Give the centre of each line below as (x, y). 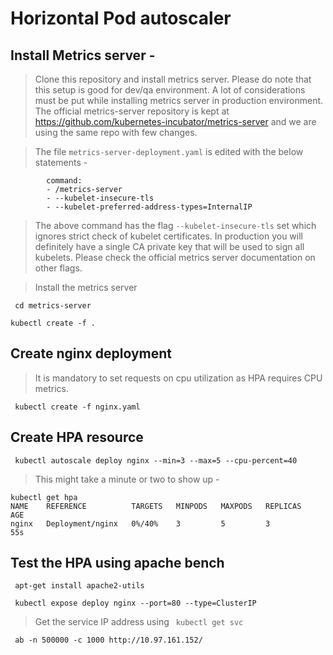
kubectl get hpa (44, 497)
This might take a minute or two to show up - (127, 479)
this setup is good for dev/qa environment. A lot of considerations (170, 90)
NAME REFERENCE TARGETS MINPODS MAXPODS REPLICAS (156, 506)
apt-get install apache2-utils (79, 586)
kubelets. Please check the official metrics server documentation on (175, 257)
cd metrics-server (53, 306)
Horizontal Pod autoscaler (121, 18)
